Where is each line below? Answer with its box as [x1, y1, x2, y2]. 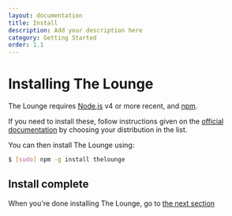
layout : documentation [8, 11, 83, 20]
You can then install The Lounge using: [8, 140, 135, 150]
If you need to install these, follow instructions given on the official [8, 116, 224, 127]
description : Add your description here [8, 26, 144, 34]
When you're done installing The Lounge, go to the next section [8, 199, 215, 208]
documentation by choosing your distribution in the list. [8, 125, 188, 135]
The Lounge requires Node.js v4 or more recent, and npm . [8, 101, 198, 111]
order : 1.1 [8, 41, 44, 49]
